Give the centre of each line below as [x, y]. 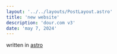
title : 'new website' [33, 17]
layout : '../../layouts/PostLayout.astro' [59, 12]
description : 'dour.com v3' [41, 23]
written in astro [25, 45]
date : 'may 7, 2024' [32, 28]
